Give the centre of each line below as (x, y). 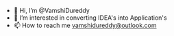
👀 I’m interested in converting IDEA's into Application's (90, 18)
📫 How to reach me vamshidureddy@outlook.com (85, 25)
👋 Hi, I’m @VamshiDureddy (52, 11)
